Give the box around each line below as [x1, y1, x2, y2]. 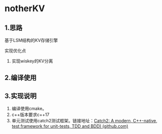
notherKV [4, 3, 45, 14]
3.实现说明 [4, 92, 37, 100]
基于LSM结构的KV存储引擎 [4, 38, 58, 43]
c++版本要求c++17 [11, 112, 50, 117]
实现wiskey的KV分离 [11, 58, 53, 64]
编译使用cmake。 [11, 106, 47, 112]
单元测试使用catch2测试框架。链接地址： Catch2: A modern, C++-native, [11, 118, 158, 124]
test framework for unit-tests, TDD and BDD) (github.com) [11, 123, 129, 129]
